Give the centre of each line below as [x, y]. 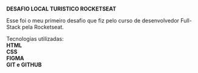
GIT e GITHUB [24, 64]
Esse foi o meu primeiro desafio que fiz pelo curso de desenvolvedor [93, 20]
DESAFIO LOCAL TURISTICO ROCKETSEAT [62, 9]
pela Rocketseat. [43, 27]
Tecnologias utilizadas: [35, 39]
